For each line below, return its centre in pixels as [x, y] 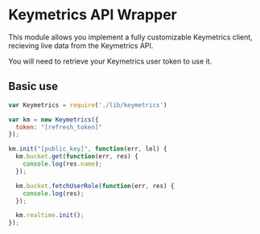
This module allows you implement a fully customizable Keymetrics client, [131, 37]
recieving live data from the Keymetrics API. [81, 45]
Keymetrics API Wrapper [93, 15]
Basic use [33, 86]
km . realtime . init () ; [50, 216]
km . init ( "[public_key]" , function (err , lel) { [88, 149]
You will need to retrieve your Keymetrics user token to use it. [110, 61]
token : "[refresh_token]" [59, 127]
